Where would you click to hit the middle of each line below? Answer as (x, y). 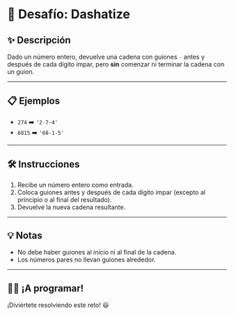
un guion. (21, 72)
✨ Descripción (39, 40)
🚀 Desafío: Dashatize (69, 14)
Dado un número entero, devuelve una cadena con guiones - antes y (106, 57)
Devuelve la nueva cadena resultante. (71, 207)
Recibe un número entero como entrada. (75, 185)
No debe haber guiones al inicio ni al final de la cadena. (97, 252)
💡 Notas (25, 236)
